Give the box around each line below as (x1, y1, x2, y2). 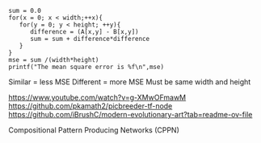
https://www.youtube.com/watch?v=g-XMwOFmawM (8, 92, 187, 102)
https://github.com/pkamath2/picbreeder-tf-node (8, 101, 173, 111)
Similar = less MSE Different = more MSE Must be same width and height (8, 77, 251, 87)
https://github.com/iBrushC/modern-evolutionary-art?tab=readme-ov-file (8, 110, 253, 119)
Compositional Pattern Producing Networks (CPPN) (8, 125, 180, 135)
